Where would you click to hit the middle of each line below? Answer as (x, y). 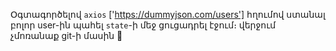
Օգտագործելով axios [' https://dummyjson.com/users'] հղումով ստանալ (168, 14)
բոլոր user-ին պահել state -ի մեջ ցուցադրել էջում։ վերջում (143, 25)
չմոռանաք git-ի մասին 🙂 (66, 35)
